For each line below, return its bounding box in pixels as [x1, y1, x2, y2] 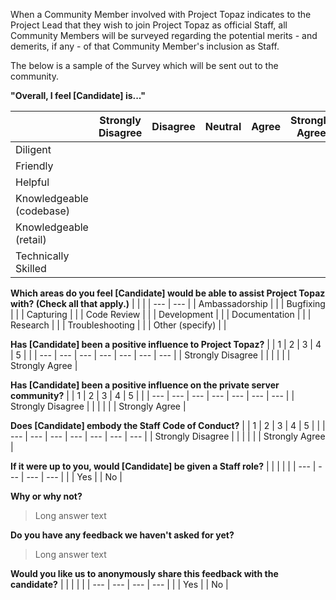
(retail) [15, 233, 47, 246]
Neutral [204, 120, 242, 133]
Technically [15, 249, 70, 263]
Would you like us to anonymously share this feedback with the [10, 568, 279, 579]
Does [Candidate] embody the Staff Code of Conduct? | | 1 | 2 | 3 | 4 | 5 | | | [10, 420, 326, 431]
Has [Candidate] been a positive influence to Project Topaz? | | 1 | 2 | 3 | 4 [10, 339, 322, 350]
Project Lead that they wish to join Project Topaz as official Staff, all [10, 19, 288, 31]
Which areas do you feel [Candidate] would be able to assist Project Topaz [10, 287, 326, 299]
